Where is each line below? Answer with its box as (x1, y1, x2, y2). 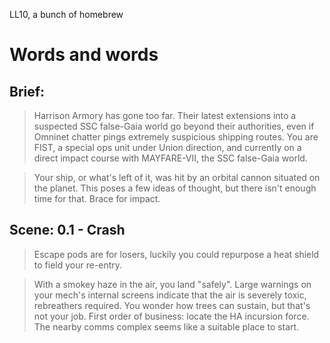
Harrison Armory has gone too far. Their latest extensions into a (33, 110, 297, 121)
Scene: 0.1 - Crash (9, 222, 126, 239)
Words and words (9, 44, 159, 66)
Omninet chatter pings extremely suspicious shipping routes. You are (33, 131, 319, 143)
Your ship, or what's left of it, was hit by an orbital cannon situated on (33, 172, 321, 183)
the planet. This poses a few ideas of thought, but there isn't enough (33, 182, 317, 194)
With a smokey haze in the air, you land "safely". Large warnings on (33, 278, 312, 290)
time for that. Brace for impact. (33, 193, 161, 204)
